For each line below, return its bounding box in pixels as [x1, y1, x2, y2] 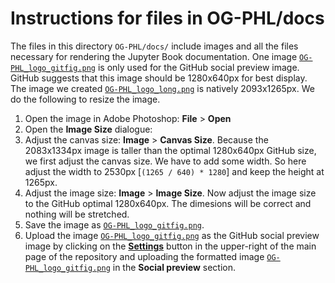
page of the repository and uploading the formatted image [24, 250, 265, 262]
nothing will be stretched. [24, 208, 130, 220]
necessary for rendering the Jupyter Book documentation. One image [10, 50, 298, 62]
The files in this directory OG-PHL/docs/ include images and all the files [10, 40, 299, 52]
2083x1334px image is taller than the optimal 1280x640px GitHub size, [24, 144, 317, 156]
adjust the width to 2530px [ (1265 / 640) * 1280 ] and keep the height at [24, 165, 325, 177]
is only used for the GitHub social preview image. [97, 61, 300, 73]
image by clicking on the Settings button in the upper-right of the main [24, 240, 317, 252]
